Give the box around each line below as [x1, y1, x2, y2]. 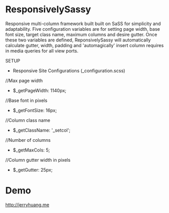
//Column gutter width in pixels [5, 157, 71, 163]
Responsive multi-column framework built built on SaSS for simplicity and [5, 20, 161, 27]
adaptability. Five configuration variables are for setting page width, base [5, 26, 160, 32]
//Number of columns [5, 137, 51, 143]
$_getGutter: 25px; [12, 166, 53, 173]
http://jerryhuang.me [5, 201, 50, 208]
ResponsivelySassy [5, 4, 91, 15]
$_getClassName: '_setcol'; [12, 127, 71, 133]
